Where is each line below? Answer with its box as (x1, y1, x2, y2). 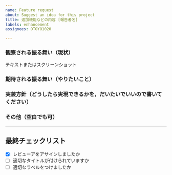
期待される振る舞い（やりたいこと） (5, 75, 95, 83)
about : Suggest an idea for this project (5, 12, 95, 17)
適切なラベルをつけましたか (12, 164, 72, 170)
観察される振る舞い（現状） (5, 49, 74, 56)
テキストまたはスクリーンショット (5, 62, 77, 68)
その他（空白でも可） (5, 113, 58, 121)
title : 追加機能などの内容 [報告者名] (5, 17, 78, 22)
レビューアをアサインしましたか (12, 151, 80, 157)
